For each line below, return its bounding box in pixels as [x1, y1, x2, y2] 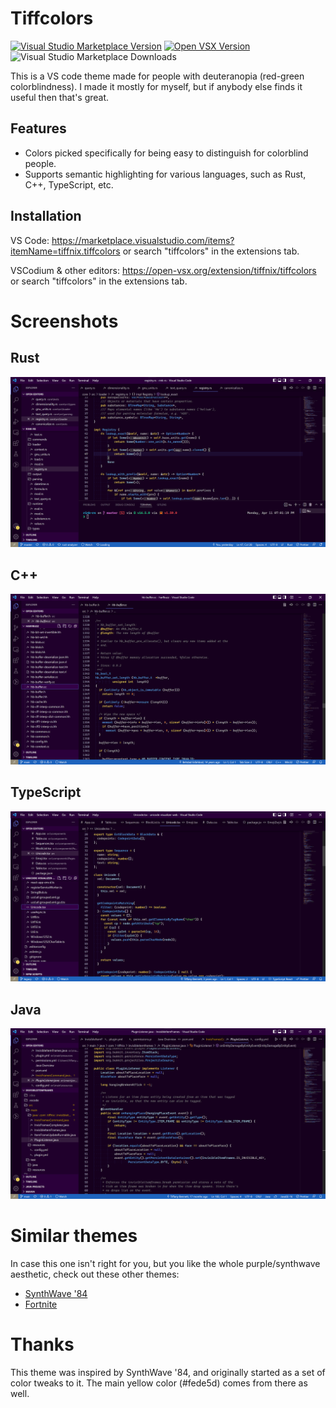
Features [10, 120, 67, 137]
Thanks [10, 1333, 75, 1356]
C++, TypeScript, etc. [24, 178, 114, 191]
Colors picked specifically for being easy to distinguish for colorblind [24, 147, 309, 159]
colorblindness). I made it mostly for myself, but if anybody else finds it [10, 80, 303, 92]
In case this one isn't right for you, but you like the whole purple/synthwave [10, 1257, 321, 1269]
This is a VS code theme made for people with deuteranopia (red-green [10, 70, 305, 82]
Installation [10, 208, 82, 225]
